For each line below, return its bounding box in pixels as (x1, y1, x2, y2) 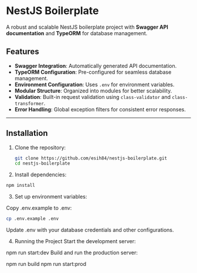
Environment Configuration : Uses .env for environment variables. (14, 81, 175, 88)
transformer (14, 101, 44, 107)
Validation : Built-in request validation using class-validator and (14, 93, 171, 100)
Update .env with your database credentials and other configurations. (6, 227, 174, 234)
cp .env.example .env (6, 216, 59, 222)
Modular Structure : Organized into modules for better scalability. (14, 87, 172, 94)
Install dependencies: (14, 171, 67, 178)
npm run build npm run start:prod (6, 261, 87, 268)
